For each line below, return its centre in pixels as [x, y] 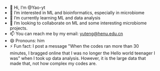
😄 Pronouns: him [27, 41]
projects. [19, 28]
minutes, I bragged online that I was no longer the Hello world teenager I [82, 53]
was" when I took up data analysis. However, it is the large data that [78, 58]
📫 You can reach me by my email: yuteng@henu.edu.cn [66, 34]
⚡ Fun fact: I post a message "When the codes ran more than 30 [74, 46]
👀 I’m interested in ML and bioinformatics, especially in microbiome [77, 13]
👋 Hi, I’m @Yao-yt [27, 8]
